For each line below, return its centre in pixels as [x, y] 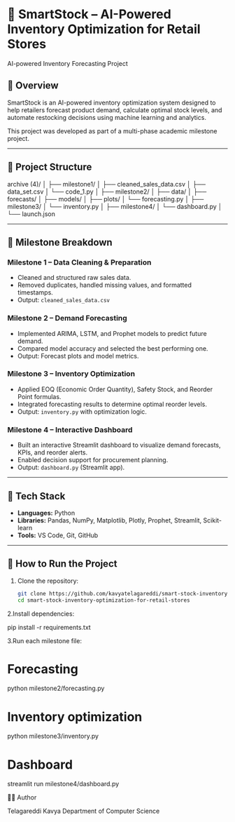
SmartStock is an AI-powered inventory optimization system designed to [112, 102]
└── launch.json [31, 214]
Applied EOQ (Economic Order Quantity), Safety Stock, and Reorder [115, 389]
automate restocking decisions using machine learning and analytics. [107, 117]
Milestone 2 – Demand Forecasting [67, 318]
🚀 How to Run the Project [62, 564]
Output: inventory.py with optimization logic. [82, 411]
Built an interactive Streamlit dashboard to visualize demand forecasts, [119, 445]
